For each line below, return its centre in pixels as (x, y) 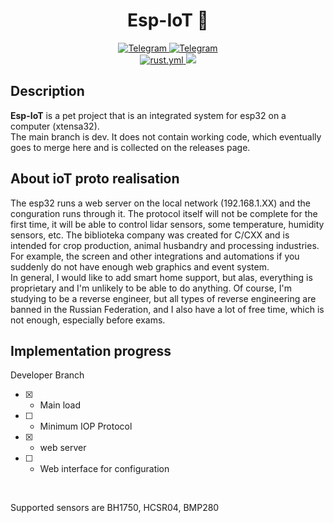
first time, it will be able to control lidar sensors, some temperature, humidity (167, 224)
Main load (60, 405)
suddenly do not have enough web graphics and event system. (140, 266)
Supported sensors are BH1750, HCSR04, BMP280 (115, 508)
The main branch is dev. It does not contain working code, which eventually (166, 136)
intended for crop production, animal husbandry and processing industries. (165, 245)
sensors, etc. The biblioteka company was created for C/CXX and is (150, 235)
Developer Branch (47, 375)
